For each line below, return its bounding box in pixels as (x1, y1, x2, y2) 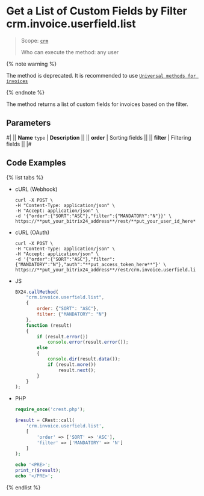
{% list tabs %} (6, 173, 44, 181)
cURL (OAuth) (14, 229, 50, 236)
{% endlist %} (6, 483, 41, 491)
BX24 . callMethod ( (14, 289, 59, 295)
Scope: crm (20, 37, 49, 44)
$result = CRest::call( (14, 417, 75, 424)
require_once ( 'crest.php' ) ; (14, 406, 85, 413)
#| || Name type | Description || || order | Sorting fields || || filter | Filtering (6, 134, 191, 141)
